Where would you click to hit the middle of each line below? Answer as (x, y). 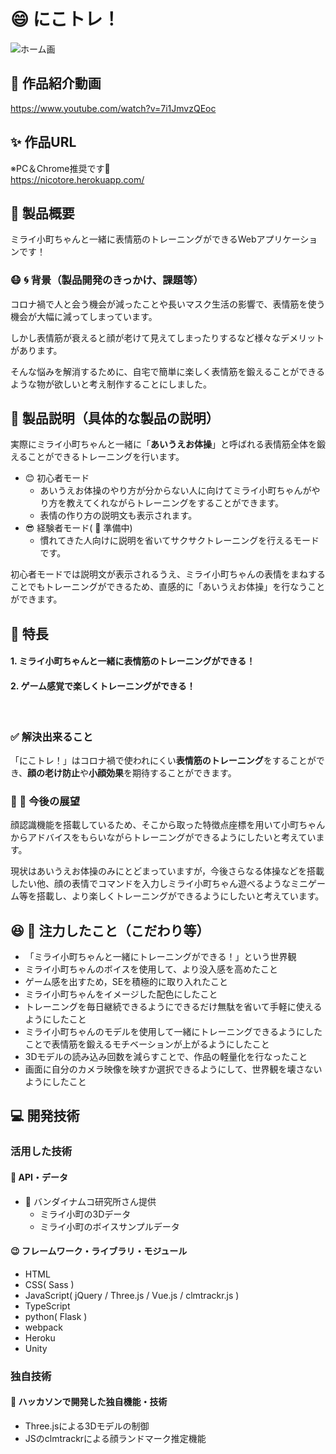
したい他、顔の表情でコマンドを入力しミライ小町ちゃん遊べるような (150, 884)
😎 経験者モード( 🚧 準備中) (78, 528)
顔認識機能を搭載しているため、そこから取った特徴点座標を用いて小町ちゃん (168, 825)
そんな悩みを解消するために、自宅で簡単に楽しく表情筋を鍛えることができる (167, 371)
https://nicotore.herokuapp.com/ (77, 179)
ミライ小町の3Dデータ (85, 1214)
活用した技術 (41, 1152)
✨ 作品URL (43, 142)
